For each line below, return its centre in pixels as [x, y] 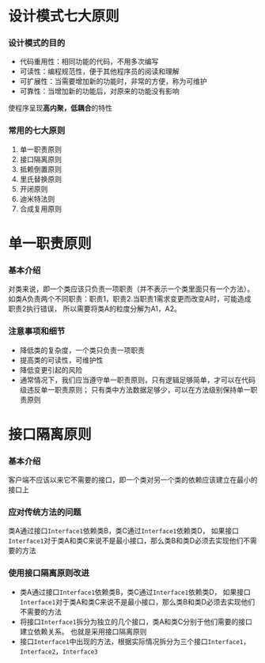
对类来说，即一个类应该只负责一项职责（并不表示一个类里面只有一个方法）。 [131, 289]
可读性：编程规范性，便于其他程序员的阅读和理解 [99, 71]
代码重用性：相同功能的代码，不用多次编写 [89, 62]
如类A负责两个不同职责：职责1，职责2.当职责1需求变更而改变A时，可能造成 [130, 299]
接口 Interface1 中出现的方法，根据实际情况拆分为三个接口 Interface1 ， [135, 641]
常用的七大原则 [37, 131]
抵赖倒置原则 [40, 169]
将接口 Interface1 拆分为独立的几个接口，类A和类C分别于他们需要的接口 [136, 621]
